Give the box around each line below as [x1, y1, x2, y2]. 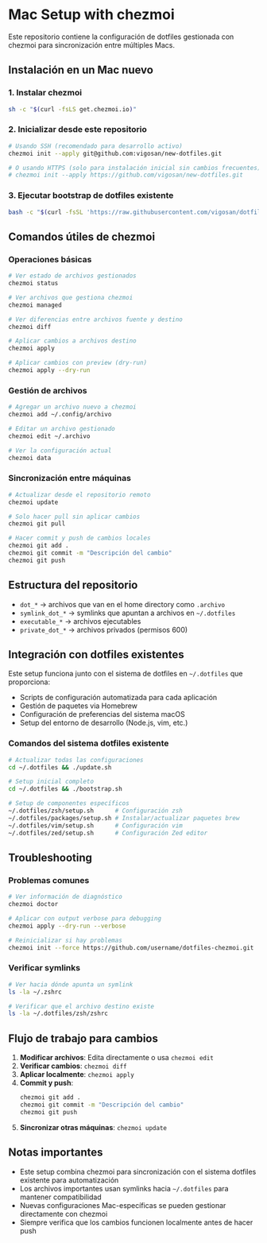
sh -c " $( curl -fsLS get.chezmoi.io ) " [8, 105, 137, 113]
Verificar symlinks [8, 962, 81, 974]
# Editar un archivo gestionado [8, 424, 115, 432]
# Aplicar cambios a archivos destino [8, 337, 137, 345]
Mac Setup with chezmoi [8, 6, 175, 24]
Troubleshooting [8, 850, 93, 864]
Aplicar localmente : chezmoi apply [19, 1070, 135, 1079]
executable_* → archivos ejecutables [19, 616, 141, 625]
